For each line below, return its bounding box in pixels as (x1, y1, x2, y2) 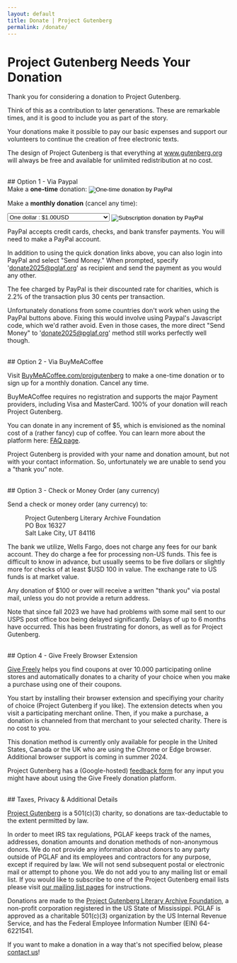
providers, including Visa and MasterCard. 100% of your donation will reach (7, 400, 228, 409)
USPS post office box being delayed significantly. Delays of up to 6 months (7, 615, 226, 624)
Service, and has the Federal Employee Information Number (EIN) (7, 919, 198, 928)
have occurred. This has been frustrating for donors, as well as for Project (7, 622, 223, 631)
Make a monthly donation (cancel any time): (7, 199, 138, 207)
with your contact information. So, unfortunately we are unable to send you (7, 457, 226, 466)
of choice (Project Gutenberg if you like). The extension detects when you (7, 702, 223, 710)
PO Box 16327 (25, 521, 66, 530)
